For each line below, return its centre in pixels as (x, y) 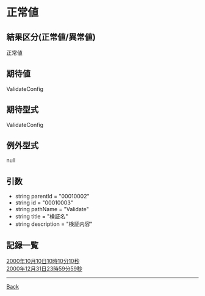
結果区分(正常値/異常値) (51, 37)
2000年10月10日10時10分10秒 (43, 261)
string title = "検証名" (41, 217)
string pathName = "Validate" (52, 209)
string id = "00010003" (44, 203)
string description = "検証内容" (54, 224)
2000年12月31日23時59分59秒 (44, 269)
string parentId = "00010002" (52, 197)
